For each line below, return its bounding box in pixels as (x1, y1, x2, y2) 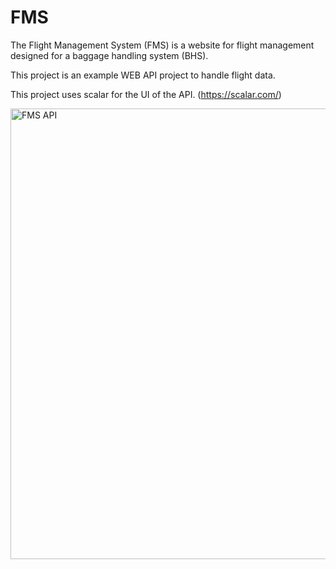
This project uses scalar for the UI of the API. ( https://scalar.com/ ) (10, 88, 282, 100)
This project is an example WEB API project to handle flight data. (10, 69, 276, 81)
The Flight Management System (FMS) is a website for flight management (10, 39, 315, 51)
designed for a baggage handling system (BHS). (10, 49, 209, 61)
